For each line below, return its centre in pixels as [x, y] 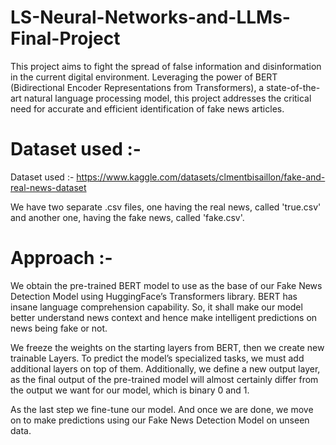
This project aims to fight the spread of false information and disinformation [166, 66]
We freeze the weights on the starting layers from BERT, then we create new [167, 347]
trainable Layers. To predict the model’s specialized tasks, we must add [157, 358]
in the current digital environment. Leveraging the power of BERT [144, 77]
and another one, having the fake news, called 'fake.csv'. [127, 217]
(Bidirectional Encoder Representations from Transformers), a [137, 87]
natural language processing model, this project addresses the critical [167, 98]
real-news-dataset [48, 187]
